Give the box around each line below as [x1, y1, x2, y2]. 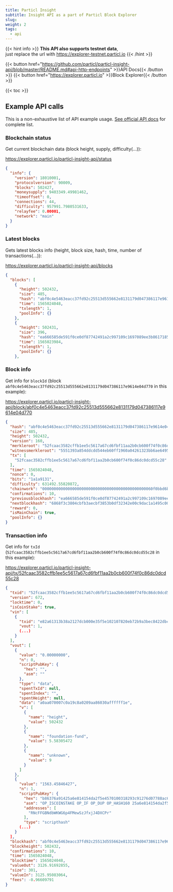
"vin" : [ [10, 609, 29, 615]
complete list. [5, 121, 34, 128]
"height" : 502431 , [19, 325, 59, 330]
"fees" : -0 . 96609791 [10, 877, 54, 882]
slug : [5, 17, 17, 22]
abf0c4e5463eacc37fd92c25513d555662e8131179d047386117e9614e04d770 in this [5, 383, 167, 389]
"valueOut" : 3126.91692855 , [10, 863, 71, 868]
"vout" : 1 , [19, 623, 43, 629]
